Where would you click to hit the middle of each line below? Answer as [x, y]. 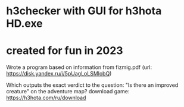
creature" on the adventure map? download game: [68, 92]
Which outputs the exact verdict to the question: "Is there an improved [92, 85]
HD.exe [24, 23]
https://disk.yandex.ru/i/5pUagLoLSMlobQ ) [59, 74]
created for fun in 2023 [65, 51]
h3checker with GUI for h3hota [84, 11]
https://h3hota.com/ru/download [46, 98]
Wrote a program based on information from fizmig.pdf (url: [79, 67]
